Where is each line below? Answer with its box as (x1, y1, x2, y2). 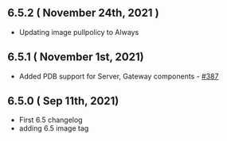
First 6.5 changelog (18, 115, 83, 125)
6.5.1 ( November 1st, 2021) (7, 51, 144, 64)
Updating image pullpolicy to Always (18, 27, 139, 36)
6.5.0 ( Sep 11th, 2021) (7, 94, 119, 108)
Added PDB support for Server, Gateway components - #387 (18, 71, 219, 81)
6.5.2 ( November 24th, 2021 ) (7, 6, 160, 20)
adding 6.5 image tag (18, 124, 89, 133)
